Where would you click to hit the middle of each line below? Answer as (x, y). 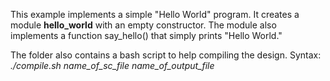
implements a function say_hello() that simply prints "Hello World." (146, 35)
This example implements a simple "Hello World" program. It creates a (155, 14)
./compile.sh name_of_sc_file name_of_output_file (112, 65)
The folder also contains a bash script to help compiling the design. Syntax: (166, 55)
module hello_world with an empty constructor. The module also (143, 25)
